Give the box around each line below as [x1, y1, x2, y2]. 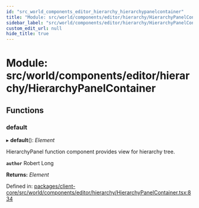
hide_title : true [6, 31, 49, 37]
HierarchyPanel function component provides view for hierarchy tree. [6, 148, 175, 155]
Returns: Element [6, 171, 49, 178]
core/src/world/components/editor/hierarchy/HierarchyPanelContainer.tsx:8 [6, 189, 191, 196]
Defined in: [6, 182, 33, 190]
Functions [6, 105, 44, 115]
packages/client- [34, 182, 76, 190]
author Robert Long [6, 160, 54, 166]
